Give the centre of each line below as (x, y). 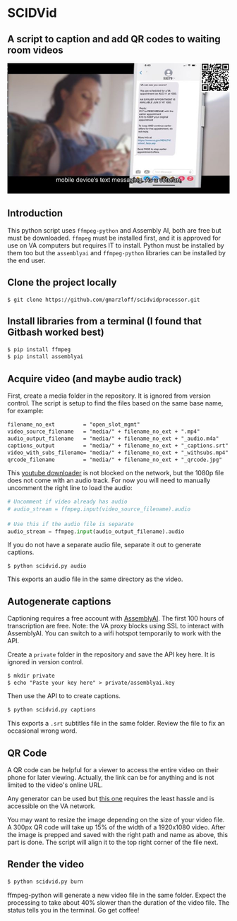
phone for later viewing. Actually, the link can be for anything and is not (111, 777)
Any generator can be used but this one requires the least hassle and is (111, 798)
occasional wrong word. (42, 731)
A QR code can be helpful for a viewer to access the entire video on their (113, 769)
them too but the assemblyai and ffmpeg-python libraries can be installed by (116, 252)
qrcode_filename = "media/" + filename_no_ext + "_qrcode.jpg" (115, 460)
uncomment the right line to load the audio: (70, 488)
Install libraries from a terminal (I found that (105, 321)
